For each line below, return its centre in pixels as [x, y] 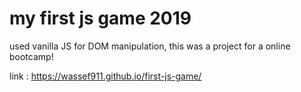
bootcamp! [31, 56]
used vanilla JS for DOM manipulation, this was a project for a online [150, 46]
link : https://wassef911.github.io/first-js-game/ [105, 76]
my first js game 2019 [100, 18]
